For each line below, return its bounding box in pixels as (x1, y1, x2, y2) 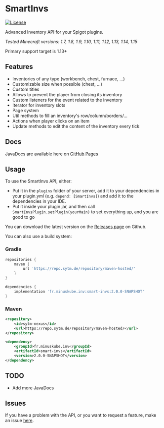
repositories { (5, 257, 37, 262)
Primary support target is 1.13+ (5, 48, 68, 54)
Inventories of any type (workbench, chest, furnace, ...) (12, 75, 125, 82)
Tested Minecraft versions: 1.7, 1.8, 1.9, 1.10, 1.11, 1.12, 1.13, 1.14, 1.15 (5, 38, 137, 45)
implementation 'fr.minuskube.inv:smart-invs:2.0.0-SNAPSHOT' (14, 289, 145, 294)
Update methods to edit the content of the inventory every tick (12, 123, 140, 129)
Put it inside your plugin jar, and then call (12, 204, 95, 210)
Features (5, 62, 33, 71)
